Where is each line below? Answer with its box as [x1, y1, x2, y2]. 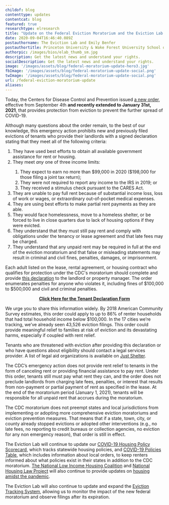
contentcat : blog [5, 17, 42, 22]
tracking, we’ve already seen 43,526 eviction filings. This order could [5, 321, 149, 327]
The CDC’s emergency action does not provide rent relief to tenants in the [5, 362, 158, 369]
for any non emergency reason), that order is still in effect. [5, 431, 126, 437]
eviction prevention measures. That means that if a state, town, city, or [5, 415, 151, 421]
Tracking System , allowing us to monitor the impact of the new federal [5, 488, 151, 494]
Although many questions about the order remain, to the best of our [5, 122, 145, 128]
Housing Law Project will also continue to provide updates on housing [5, 468, 150, 474]
